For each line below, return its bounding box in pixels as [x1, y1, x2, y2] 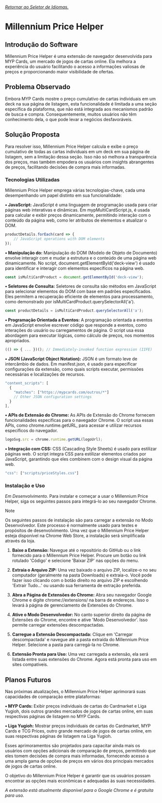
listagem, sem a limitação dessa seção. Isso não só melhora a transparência [5, 154, 157, 159]
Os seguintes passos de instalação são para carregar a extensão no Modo [5, 517, 153, 523]
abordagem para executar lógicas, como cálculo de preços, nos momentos [5, 332, 155, 338]
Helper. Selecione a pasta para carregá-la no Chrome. [12, 642, 120, 648]
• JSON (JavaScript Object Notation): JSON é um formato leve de [5, 356, 138, 362]
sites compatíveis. [12, 662, 48, 667]
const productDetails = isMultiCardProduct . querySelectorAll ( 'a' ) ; [5, 308, 144, 313]
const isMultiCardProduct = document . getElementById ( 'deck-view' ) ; [5, 275, 144, 279]
